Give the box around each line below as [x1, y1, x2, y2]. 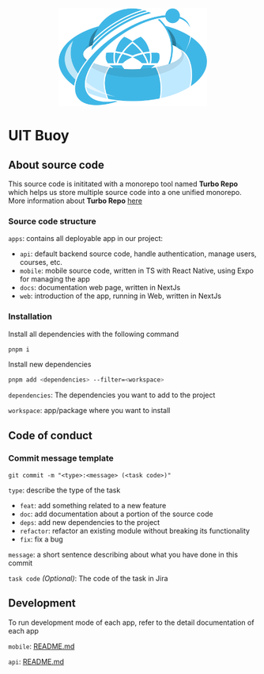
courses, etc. [19, 258, 63, 267]
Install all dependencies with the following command [8, 329, 179, 339]
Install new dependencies [8, 360, 92, 370]
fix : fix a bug [19, 534, 63, 544]
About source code [8, 158, 105, 171]
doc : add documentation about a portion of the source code [19, 509, 213, 519]
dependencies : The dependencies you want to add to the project [8, 390, 216, 400]
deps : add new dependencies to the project [19, 517, 160, 527]
